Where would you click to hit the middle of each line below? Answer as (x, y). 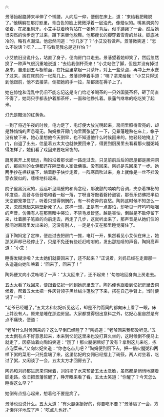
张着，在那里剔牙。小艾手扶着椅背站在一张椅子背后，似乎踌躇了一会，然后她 (82, 29)
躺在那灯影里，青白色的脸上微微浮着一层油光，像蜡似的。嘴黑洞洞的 (90, 23)
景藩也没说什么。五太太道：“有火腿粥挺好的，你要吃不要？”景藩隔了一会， (80, 404)
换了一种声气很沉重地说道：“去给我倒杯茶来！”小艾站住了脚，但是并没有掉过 (82, 63)
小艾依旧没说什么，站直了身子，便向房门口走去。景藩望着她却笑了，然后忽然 (82, 57)
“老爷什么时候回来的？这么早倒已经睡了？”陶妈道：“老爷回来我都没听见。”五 (81, 330)
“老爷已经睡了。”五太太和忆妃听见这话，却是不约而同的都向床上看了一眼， (79, 307)
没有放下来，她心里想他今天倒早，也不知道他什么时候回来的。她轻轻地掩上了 (82, 137)
